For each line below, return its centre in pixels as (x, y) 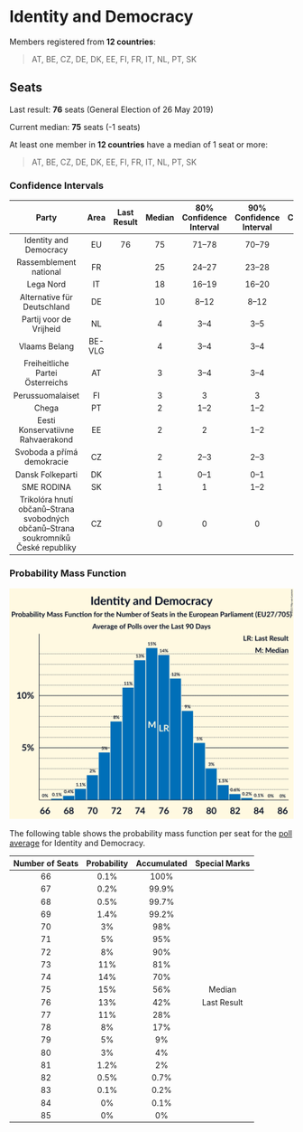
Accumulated (161, 863)
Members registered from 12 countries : (83, 42)
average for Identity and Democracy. (78, 844)
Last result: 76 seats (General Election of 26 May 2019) (111, 109)
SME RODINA (46, 486)
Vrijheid (46, 328)
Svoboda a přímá (46, 452)
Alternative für (46, 297)
